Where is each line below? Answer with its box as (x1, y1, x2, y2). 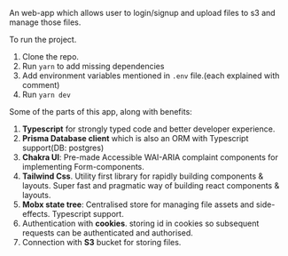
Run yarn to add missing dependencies (21, 61, 165, 71)
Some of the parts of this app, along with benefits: (9, 107, 192, 116)
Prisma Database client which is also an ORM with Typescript (21, 133, 249, 143)
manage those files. (9, 17, 82, 28)
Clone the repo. (21, 52, 80, 61)
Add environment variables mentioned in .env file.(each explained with (21, 70, 280, 81)
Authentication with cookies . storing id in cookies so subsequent (21, 218, 260, 228)
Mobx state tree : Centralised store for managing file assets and (21, 199, 254, 210)
